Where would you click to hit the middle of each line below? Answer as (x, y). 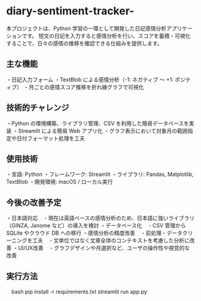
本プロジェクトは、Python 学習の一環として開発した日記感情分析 (86, 28)
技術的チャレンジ (38, 108)
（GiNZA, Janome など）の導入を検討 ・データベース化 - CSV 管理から (96, 226)
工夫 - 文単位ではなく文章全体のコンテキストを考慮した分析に (111, 241)
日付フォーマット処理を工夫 (51, 138)
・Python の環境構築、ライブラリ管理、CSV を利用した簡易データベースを (98, 123)
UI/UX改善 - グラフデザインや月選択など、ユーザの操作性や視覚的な (104, 248)
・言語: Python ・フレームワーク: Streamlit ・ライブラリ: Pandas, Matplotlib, (100, 174)
